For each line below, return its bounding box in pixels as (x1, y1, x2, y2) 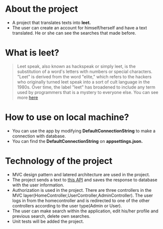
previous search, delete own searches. (12, 213, 91, 219)
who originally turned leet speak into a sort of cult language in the (17, 79, 150, 85)
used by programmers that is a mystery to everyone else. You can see (17, 89, 159, 95)
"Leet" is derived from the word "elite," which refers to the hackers (17, 73, 152, 79)
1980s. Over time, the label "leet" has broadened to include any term (17, 84, 156, 90)
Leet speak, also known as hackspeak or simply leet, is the (17, 63, 136, 69)
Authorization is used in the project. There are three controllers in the (12, 187, 152, 193)
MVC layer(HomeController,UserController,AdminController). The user (12, 192, 153, 198)
